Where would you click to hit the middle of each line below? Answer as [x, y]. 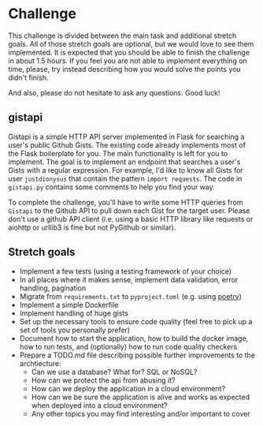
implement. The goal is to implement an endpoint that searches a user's [124, 162]
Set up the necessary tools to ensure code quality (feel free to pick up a [136, 321]
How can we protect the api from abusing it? [103, 380]
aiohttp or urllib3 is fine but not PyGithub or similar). [92, 227]
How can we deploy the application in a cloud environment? [128, 388]
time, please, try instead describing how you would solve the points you [125, 69]
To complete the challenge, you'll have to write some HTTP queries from [126, 202]
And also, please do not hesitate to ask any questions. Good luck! [114, 92]
